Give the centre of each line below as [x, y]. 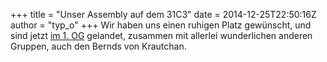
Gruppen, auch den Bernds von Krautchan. [98, 46]
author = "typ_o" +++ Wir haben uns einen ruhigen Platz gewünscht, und [161, 25]
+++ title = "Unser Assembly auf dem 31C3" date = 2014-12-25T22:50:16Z [163, 14]
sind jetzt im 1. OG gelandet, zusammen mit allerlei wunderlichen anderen [161, 35]
